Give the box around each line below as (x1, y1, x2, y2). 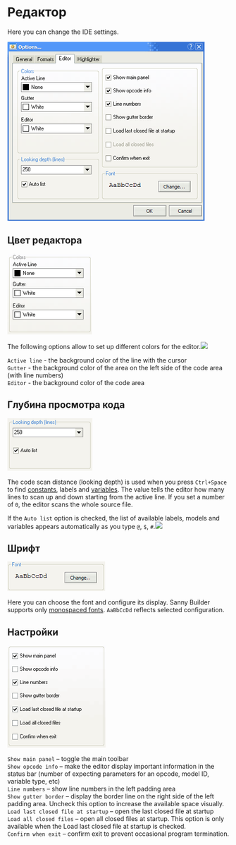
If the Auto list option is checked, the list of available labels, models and (7, 513, 220, 522)
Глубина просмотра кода (7, 399, 125, 411)
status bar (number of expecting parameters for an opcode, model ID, (7, 770, 210, 778)
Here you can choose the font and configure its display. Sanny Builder (7, 598, 211, 607)
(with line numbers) (7, 371, 64, 379)
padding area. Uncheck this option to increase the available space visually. (7, 800, 224, 808)
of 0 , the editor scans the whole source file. (7, 500, 133, 509)
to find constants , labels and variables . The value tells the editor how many (7, 485, 225, 494)
